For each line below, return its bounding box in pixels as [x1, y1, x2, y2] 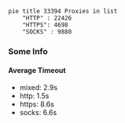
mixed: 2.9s [19, 83, 58, 92]
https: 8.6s [19, 99, 55, 109]
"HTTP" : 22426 [22, 14, 72, 22]
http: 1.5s [19, 91, 50, 101]
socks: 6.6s [19, 108, 57, 118]
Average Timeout [8, 65, 66, 74]
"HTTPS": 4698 [22, 21, 68, 29]
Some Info [8, 45, 49, 56]
